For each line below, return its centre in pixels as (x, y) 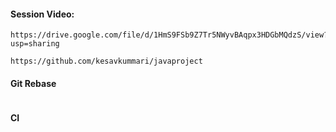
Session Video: (42, 14)
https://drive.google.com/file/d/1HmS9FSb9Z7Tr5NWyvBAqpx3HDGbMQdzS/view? (169, 35)
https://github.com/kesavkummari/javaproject (106, 61)
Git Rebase (33, 83)
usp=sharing (35, 44)
